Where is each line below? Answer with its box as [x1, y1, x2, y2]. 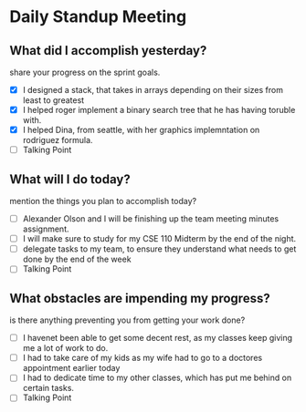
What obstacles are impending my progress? [9, 290, 271, 306]
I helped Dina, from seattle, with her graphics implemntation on [22, 125, 260, 136]
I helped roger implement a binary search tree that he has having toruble [22, 105, 296, 116]
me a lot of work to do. [22, 343, 109, 354]
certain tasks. [22, 383, 75, 394]
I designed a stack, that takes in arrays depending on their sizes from [22, 85, 283, 95]
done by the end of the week [22, 253, 132, 265]
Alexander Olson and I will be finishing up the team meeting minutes [22, 213, 280, 224]
